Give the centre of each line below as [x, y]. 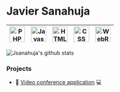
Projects [19, 68]
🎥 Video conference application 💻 [58, 82]
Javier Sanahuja [48, 11]
